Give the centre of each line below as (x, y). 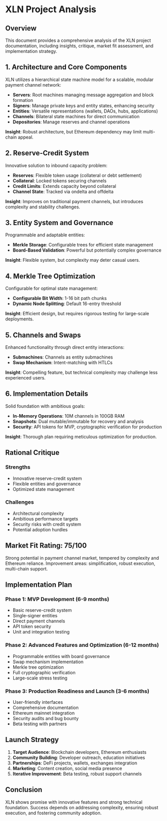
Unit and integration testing (41, 632)
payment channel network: (33, 85)
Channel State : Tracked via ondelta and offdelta (63, 191)
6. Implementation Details (47, 394)
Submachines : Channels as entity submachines (63, 357)
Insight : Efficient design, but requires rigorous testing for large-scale (77, 314)
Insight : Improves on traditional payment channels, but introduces (74, 201)
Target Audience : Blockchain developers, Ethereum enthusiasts (79, 752)
